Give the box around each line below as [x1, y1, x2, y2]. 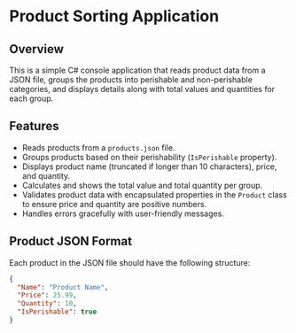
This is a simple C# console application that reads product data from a [9, 65, 266, 75]
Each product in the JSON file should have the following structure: [9, 257, 251, 267]
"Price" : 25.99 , [17, 290, 77, 300]
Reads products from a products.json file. [21, 142, 175, 152]
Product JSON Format [9, 234, 133, 249]
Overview [9, 42, 65, 57]
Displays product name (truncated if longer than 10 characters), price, [21, 161, 277, 172]
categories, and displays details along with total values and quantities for [9, 84, 276, 94]
